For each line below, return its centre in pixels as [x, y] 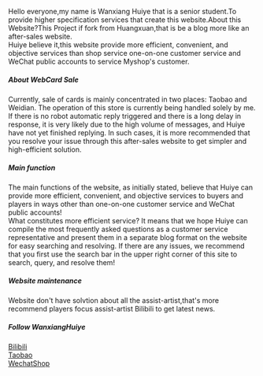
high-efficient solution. [45, 149]
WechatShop [29, 363]
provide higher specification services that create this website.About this [125, 20]
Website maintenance [45, 280]
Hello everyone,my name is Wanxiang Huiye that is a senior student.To [122, 11]
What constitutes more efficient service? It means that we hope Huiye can [128, 220]
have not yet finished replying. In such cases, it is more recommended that [129, 132]
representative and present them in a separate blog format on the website [128, 237]
